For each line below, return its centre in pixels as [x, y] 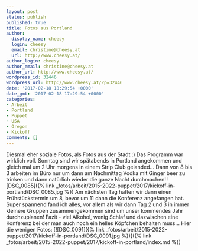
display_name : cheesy [38, 39]
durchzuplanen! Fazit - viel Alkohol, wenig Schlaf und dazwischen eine [92, 217]
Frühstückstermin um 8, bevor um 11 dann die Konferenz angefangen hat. [95, 198]
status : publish [26, 17]
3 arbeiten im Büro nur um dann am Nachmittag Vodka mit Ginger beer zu [96, 173]
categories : [21, 99]
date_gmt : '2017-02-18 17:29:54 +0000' [55, 94]
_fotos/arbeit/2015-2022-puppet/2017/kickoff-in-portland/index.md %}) [94, 242]
